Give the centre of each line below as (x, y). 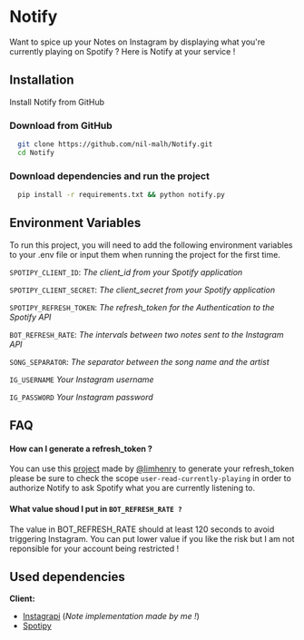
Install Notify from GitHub (57, 102)
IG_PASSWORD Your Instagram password (82, 397)
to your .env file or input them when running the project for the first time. (145, 254)
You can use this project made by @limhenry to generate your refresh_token (152, 468)
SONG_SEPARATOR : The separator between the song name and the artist (139, 361)
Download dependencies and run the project (110, 176)
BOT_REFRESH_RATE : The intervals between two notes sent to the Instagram (147, 334)
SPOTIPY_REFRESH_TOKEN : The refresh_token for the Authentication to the (142, 307)
